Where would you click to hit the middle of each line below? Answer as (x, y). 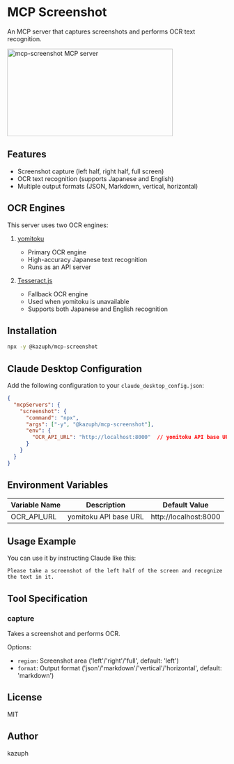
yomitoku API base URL (106, 517)
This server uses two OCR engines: (58, 225)
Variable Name (36, 505)
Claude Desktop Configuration (75, 369)
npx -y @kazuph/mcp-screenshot (53, 347)
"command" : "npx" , (52, 418)
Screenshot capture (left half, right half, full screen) (91, 171)
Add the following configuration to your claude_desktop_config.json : (106, 386)
